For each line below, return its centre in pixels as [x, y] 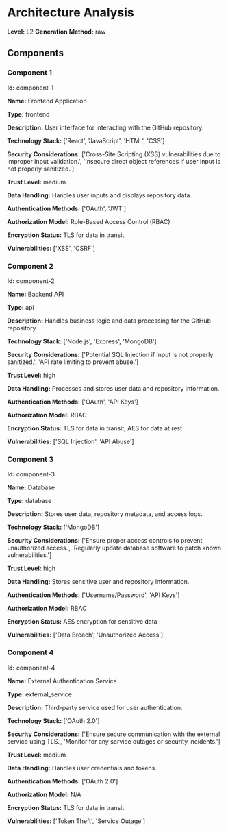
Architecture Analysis [71, 13]
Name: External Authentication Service [62, 681]
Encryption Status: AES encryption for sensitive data [82, 622]
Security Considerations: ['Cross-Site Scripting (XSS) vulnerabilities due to [114, 154]
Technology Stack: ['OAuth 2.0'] [53, 720]
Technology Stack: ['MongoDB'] [53, 527]
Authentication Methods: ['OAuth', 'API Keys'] [73, 402]
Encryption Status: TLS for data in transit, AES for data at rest [95, 428]
